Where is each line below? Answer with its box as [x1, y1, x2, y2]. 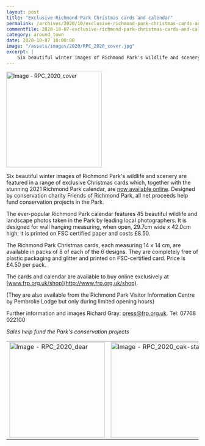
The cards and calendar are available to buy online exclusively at [6, 273, 169, 280]
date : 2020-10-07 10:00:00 [6, 37, 75, 43]
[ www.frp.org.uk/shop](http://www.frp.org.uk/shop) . [6, 279, 138, 286]
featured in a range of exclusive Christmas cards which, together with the [6, 179, 191, 186]
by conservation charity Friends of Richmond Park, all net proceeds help [6, 191, 189, 199]
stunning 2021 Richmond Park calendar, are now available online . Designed [6, 185, 195, 193]
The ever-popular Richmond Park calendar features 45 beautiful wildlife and [6, 210, 198, 217]
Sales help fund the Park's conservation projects [6, 328, 129, 335]
